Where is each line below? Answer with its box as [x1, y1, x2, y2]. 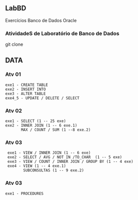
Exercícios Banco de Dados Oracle [5, 17, 77, 23]
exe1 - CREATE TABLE [5, 82, 49, 87]
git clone [5, 41, 24, 47]
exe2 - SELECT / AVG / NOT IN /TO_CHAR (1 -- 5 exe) [7, 155, 122, 160]
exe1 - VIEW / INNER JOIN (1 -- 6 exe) [7, 150, 91, 155]
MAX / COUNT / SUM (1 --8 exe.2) [21, 128, 91, 133]
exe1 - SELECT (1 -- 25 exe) [5, 119, 66, 124]
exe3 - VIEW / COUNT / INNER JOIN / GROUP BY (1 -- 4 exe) [7, 159, 134, 164]
